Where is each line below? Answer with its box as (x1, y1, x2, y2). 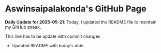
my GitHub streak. (5, 24, 41, 30)
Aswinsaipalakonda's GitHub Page (5, 3, 146, 14)
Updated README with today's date (12, 42, 84, 48)
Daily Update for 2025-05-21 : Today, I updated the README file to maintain (5, 19, 157, 25)
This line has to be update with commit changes (5, 33, 101, 39)
